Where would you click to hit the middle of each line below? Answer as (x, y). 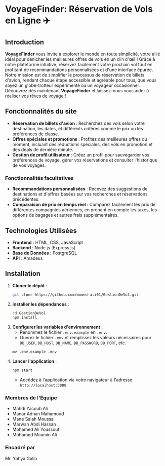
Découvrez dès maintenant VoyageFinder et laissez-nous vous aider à (77, 91)
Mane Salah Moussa (33, 419)
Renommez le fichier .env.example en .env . (63, 332)
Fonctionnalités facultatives (40, 178)
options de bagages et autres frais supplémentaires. (65, 215)
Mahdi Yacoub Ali (30, 409)
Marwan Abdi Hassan (34, 424)
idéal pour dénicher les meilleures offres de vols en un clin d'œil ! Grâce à (80, 59)
